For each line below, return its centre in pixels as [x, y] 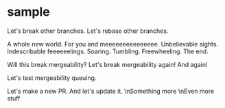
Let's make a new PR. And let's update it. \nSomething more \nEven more [111, 91]
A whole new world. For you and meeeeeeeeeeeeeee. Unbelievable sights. [113, 44]
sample [28, 12]
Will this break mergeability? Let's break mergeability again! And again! [107, 64]
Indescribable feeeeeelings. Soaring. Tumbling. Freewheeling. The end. [108, 51]
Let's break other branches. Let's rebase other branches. [88, 31]
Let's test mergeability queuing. [52, 78]
